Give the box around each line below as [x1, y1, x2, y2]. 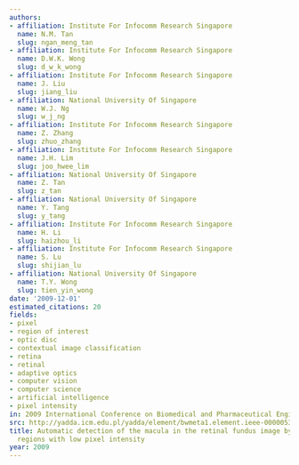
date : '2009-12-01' [9, 294, 82, 303]
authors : [9, 12, 42, 22]
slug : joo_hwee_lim [17, 162, 90, 171]
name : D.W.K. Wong [17, 54, 86, 63]
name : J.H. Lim [17, 153, 74, 163]
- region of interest [9, 327, 90, 336]
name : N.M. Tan [17, 29, 74, 38]
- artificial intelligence [9, 393, 109, 403]
